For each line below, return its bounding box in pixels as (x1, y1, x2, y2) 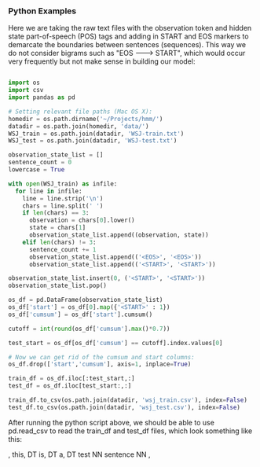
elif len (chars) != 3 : (22, 238, 97, 246)
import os (8, 79, 41, 87)
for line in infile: (15, 187, 82, 195)
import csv (8, 86, 44, 94)
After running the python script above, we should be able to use (8, 417, 214, 427)
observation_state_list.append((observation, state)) (28, 231, 210, 239)
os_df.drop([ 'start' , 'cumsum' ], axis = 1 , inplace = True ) (8, 360, 192, 369)
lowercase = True (8, 166, 65, 174)
